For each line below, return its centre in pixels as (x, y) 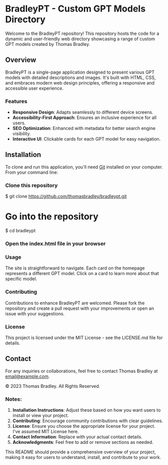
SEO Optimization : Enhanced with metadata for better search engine (84, 128)
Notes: (14, 399)
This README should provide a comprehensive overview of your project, (80, 452)
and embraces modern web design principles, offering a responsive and (80, 83)
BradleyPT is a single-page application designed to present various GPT (80, 72)
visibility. (22, 134)
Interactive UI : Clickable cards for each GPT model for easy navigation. (87, 139)
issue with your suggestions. (35, 313)
